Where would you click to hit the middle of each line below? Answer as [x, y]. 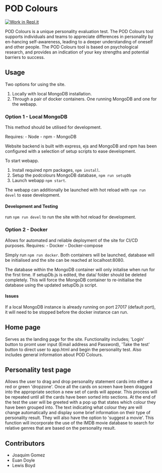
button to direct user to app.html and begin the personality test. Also [73, 349]
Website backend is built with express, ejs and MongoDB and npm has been [81, 146]
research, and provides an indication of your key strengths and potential [77, 52]
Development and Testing [32, 206]
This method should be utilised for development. [53, 127]
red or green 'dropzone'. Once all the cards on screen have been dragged [79, 387]
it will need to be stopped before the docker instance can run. [67, 312]
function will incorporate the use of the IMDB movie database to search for [80, 423]
